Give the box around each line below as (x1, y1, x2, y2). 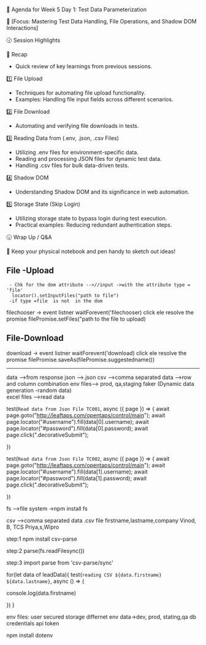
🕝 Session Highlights (6, 37, 61, 44)
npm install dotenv (6, 631, 53, 639)
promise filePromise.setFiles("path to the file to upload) (6, 315, 146, 322)
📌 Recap (6, 51, 28, 58)
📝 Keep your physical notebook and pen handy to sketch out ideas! (6, 248, 176, 255)
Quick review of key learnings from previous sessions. (15, 63, 153, 70)
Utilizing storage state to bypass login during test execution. (15, 215, 167, 222)
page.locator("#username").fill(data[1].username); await (6, 467, 148, 475)
